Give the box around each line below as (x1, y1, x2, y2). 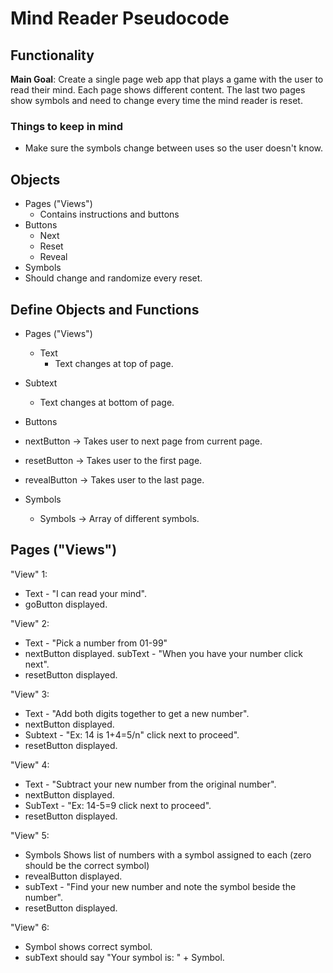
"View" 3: (10, 688, 50, 700)
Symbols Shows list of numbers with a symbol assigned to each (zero (24, 848, 312, 861)
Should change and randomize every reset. (24, 272, 203, 284)
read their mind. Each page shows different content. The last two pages (10, 84, 306, 96)
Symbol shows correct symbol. (24, 940, 153, 952)
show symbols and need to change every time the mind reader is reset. (10, 95, 303, 106)
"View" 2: (10, 617, 50, 629)
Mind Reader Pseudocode (10, 7, 230, 30)
